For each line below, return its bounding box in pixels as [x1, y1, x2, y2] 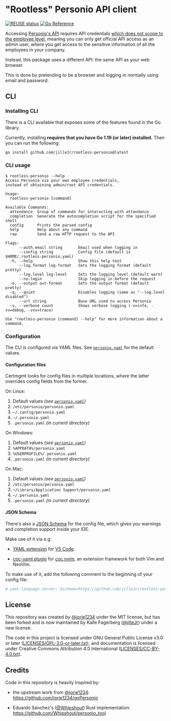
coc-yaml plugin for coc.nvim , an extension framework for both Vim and [12, 555, 164, 562]
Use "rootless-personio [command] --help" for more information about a [5, 316, 163, 321]
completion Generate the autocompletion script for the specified [10, 214, 156, 219]
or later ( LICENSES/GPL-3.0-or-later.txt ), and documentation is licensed [5, 640, 156, 646]
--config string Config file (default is [18, 249, 131, 254]
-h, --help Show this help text [10, 258, 122, 264]
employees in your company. [5, 46, 66, 53]
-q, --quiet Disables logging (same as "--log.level [10, 290, 165, 295]
